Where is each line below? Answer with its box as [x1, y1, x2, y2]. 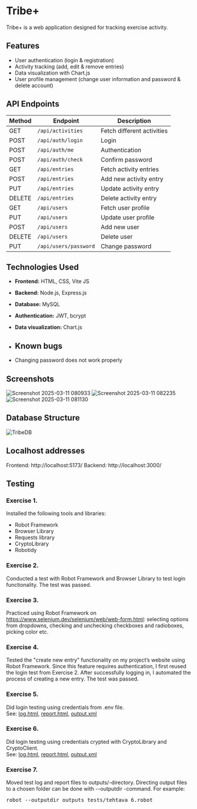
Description [117, 117, 151, 125]
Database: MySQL [14, 301, 60, 308]
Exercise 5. [6, 690, 39, 698]
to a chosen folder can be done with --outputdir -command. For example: [6, 785, 185, 792]
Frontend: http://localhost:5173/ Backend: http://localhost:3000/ [6, 461, 162, 468]
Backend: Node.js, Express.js [14, 289, 87, 297]
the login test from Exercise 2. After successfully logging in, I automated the [6, 669, 191, 676]
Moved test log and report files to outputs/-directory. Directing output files [6, 779, 188, 786]
